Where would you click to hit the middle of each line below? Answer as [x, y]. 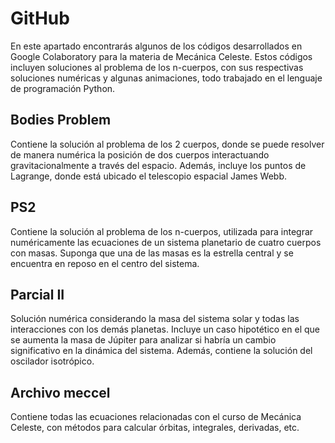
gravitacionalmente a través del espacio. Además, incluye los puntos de [158, 165]
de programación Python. [63, 88]
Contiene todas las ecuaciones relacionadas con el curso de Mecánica [156, 417]
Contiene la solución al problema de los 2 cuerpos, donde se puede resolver [167, 144]
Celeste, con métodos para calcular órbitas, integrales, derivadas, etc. [155, 428]
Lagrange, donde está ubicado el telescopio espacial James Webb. [148, 176]
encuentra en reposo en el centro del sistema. [105, 263]
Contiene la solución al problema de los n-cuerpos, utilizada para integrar [162, 231]
